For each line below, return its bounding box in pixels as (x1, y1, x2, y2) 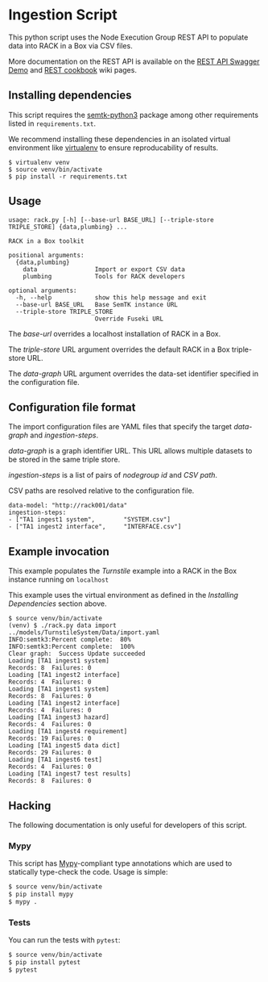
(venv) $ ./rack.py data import (8, 621, 117, 630)
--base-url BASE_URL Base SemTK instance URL (15, 300, 179, 308)
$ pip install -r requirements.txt (8, 172, 128, 181)
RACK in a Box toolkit (8, 236, 85, 245)
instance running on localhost (8, 575, 109, 584)
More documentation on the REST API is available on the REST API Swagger (8, 56, 260, 66)
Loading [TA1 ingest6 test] (8, 756, 103, 764)
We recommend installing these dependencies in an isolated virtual (8, 134, 231, 144)
